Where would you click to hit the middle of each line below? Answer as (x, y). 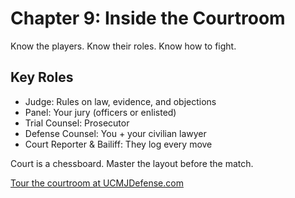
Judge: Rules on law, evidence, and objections (120, 101)
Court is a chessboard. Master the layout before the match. (132, 163)
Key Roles (42, 77)
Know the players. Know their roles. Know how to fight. (123, 46)
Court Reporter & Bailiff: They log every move (118, 144)
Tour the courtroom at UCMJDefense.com (97, 183)
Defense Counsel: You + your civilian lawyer (115, 133)
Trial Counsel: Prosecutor (77, 123)
